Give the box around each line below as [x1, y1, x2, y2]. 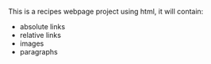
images [19, 39, 44, 48]
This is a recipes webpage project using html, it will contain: [8, 7, 204, 16]
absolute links [19, 22, 66, 31]
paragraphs [19, 47, 58, 56]
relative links [19, 31, 62, 40]
